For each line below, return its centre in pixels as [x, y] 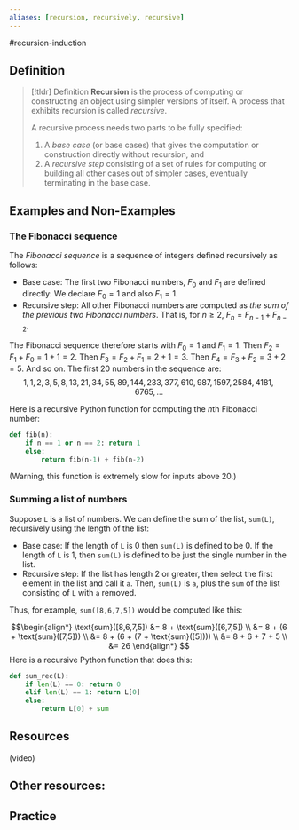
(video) [22, 758]
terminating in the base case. [97, 183]
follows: [24, 265]
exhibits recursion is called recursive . [99, 111]
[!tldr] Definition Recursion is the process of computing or [137, 92]
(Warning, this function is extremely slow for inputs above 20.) [123, 477]
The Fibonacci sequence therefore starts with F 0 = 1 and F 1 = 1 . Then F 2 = [145, 347]
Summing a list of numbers [68, 500]
